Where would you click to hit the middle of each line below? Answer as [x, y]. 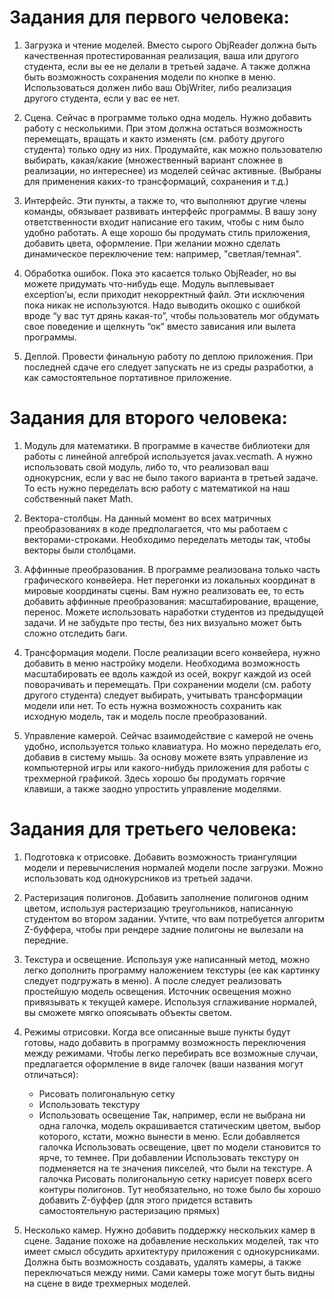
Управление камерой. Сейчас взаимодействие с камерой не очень [168, 735]
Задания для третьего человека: [153, 829]
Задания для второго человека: [148, 418]
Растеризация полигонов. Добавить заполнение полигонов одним [166, 897]
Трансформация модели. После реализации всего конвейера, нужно [172, 652]
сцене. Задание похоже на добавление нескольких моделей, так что [171, 1240]
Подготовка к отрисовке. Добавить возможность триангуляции [160, 857]
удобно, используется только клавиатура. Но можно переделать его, [172, 746]
